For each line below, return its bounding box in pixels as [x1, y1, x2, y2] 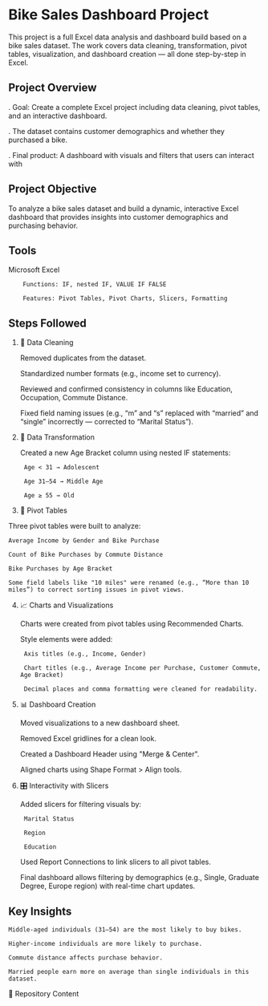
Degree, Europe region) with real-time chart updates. [19, 881, 196, 891]
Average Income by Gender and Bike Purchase [8, 537, 160, 545]
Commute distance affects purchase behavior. [8, 954, 163, 962]
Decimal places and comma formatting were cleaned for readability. [23, 685, 258, 693]
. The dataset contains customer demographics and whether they [8, 126, 225, 136]
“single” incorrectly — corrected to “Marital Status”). [19, 417, 194, 427]
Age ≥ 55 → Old [23, 492, 75, 500]
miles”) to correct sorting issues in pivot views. [8, 586, 185, 594]
